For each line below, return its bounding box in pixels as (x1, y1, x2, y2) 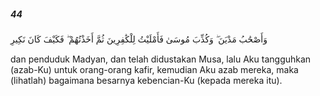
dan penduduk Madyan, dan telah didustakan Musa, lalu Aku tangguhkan (10, 53, 312, 65)
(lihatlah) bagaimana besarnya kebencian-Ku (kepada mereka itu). (10, 74, 283, 86)
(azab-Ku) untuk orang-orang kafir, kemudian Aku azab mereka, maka (10, 63, 299, 75)
